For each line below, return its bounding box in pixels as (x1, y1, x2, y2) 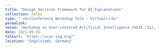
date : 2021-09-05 (5, 30, 41, 34)
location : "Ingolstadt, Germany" (5, 39, 73, 44)
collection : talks (5, 12, 42, 17)
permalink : (5, 20, 27, 26)
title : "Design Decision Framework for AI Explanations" (5, 7, 123, 12)
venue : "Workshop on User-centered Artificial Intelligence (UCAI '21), (5, 25, 156, 30)
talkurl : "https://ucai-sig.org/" (5, 34, 76, 39)
